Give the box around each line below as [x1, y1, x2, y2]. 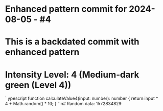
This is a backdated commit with [5, 36, 140, 47]
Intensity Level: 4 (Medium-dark [5, 69, 140, 80]
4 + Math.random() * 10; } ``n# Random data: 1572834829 [5, 101, 121, 107]
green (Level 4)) [5, 79, 71, 90]
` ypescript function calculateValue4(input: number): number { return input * [5, 95, 158, 101]
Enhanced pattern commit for [5, 3, 127, 15]
